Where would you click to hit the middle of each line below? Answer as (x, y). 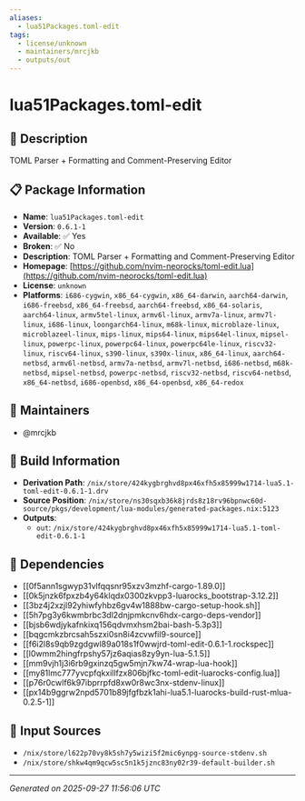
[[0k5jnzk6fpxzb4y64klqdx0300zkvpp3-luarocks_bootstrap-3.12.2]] (150, 596)
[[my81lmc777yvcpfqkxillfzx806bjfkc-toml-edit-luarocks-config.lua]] (151, 673)
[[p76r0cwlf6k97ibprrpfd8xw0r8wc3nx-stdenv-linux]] (123, 683)
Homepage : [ (48, 265)
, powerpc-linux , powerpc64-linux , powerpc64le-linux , (143, 343)
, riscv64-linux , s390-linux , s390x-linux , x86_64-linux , (147, 353)
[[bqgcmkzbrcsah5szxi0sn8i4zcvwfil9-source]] (112, 635)
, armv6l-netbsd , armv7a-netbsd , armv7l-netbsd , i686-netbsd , (159, 362)
